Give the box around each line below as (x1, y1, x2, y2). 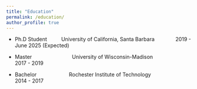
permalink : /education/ (6, 14, 65, 20)
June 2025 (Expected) (14, 42, 70, 49)
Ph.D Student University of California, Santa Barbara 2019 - (14, 36, 192, 43)
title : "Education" (6, 8, 54, 15)
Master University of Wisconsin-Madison (14, 54, 153, 61)
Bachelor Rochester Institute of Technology (14, 71, 152, 78)
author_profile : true (6, 19, 60, 25)
